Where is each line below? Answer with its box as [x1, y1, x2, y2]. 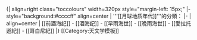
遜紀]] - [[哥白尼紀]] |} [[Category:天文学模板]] [6, 27, 119, 34]
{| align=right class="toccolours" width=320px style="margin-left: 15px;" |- [6, 6, 191, 12]
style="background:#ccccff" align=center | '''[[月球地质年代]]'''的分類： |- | [6, 12, 192, 19]
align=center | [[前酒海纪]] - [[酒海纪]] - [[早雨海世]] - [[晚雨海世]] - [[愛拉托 [6, 20, 192, 26]
